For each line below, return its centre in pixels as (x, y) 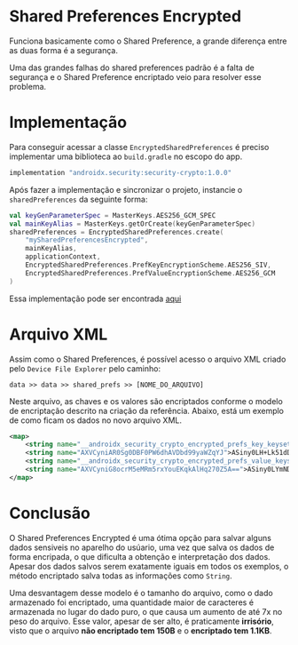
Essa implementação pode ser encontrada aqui (95, 299)
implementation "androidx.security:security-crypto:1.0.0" (121, 172)
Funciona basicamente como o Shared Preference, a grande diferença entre (148, 41)
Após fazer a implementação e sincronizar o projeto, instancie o (126, 189)
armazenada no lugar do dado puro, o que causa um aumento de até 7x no (146, 611)
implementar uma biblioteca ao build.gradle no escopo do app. (126, 156)
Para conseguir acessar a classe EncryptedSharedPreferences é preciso (139, 147)
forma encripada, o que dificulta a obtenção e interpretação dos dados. (140, 556)
